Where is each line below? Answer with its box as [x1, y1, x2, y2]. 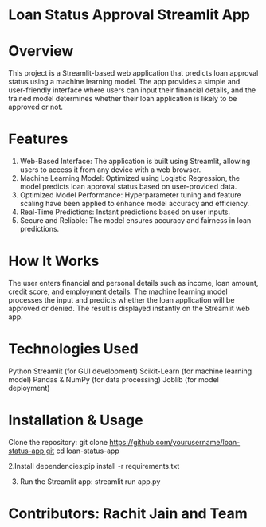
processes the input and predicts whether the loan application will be [8, 295, 235, 304]
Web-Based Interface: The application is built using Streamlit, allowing [19, 157, 251, 166]
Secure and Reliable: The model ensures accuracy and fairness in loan [19, 216, 252, 225]
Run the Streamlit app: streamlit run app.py [19, 476, 161, 486]
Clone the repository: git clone [8, 437, 108, 447]
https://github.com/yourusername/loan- [109, 437, 241, 447]
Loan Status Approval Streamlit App [8, 6, 251, 24]
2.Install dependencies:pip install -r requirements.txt [8, 461, 180, 470]
